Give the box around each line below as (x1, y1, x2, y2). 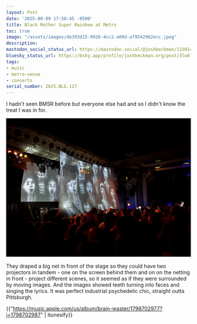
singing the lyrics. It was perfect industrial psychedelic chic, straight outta (6, 288, 185, 295)
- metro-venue (6, 71, 41, 77)
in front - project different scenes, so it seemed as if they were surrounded (6, 275, 186, 282)
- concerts (6, 77, 33, 83)
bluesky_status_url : (6, 53, 57, 59)
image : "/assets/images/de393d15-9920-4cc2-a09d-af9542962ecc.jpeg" (6, 34, 177, 40)
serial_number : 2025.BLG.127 (6, 84, 77, 90)
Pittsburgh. (6, 294, 33, 301)
